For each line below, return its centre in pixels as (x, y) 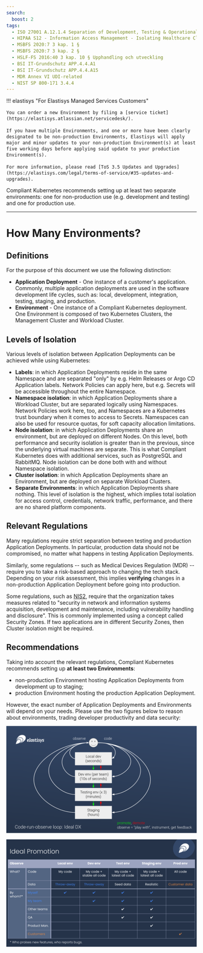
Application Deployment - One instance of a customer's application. (101, 282)
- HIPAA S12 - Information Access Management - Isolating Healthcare (101, 38)
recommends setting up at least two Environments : (71, 668)
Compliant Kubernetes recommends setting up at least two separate (91, 190)
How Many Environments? (73, 233)
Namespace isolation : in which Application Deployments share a (96, 398)
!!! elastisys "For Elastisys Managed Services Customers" (78, 101)
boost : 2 (23, 19)
